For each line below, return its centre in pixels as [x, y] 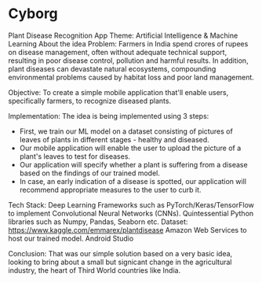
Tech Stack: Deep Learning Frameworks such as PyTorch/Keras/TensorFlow [131, 204]
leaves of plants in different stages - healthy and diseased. [114, 139]
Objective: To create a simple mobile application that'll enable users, [118, 92]
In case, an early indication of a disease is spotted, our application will [133, 181]
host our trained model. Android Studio [71, 238]
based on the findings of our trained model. [90, 173]
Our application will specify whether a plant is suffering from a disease [134, 164]
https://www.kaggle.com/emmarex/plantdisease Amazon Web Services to [127, 230]
